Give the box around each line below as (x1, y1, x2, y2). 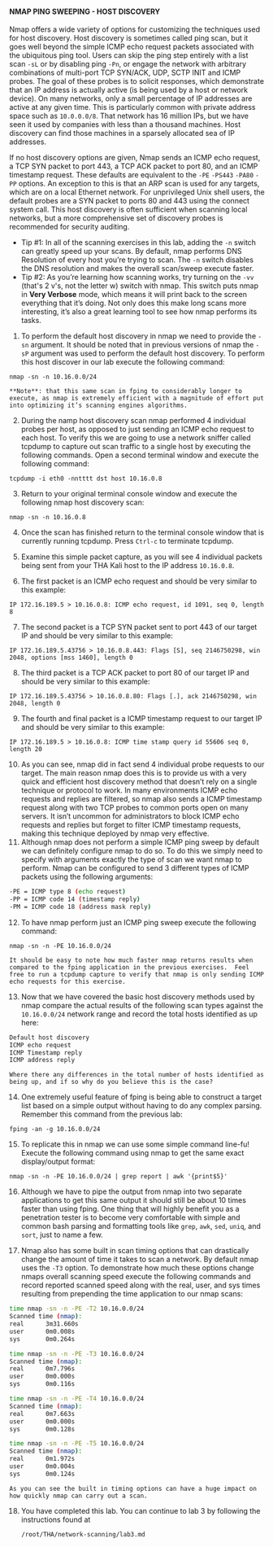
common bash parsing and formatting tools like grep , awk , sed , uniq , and (20, 1221, 261, 1231)
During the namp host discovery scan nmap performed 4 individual (20, 416, 246, 426)
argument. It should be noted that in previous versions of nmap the (30, 340, 254, 350)
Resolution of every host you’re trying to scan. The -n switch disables (20, 255, 254, 264)
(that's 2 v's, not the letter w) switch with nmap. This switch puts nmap (20, 281, 259, 291)
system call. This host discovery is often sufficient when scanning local (9, 204, 248, 215)
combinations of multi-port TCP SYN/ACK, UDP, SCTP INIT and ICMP (9, 68, 241, 77)
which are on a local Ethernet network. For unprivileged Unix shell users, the (9, 187, 265, 197)
